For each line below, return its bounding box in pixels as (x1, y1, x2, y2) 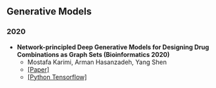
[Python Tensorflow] (27, 73, 87, 81)
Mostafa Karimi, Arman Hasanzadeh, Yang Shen (27, 58, 167, 66)
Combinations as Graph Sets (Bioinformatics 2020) (16, 50, 170, 58)
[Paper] (27, 65, 50, 73)
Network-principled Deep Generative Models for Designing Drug (16, 42, 210, 51)
